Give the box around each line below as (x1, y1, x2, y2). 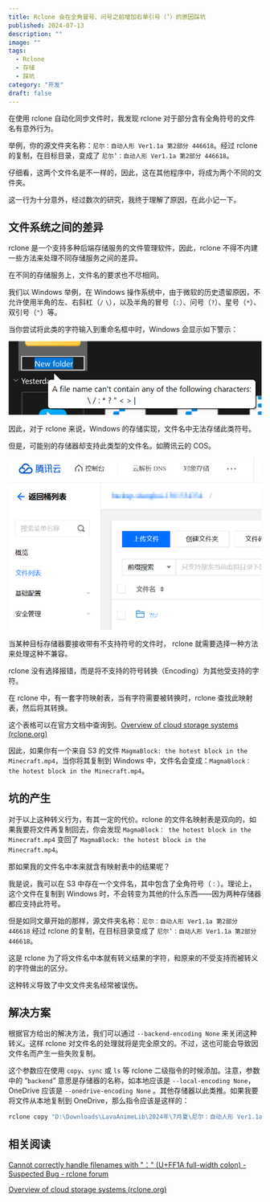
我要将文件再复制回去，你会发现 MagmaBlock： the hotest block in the (14, 824, 252, 834)
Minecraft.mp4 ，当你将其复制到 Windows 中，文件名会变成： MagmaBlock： (8, 755, 252, 765)
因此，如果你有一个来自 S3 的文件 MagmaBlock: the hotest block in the (8, 746, 248, 755)
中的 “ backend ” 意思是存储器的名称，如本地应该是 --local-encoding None (8, 1076, 248, 1085)
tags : (8, 47, 27, 55)
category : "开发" (8, 80, 64, 88)
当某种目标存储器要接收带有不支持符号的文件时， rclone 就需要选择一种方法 (8, 639, 259, 648)
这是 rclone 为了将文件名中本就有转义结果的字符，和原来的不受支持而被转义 (8, 953, 259, 963)
